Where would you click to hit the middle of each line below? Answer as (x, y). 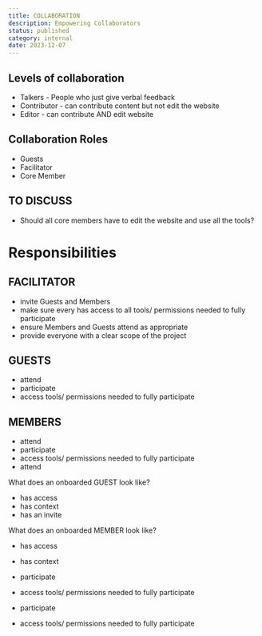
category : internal (41, 38)
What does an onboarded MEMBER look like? (83, 530)
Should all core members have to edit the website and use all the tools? (137, 220)
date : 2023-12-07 (37, 46)
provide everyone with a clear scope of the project (103, 335)
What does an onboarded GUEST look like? (79, 482)
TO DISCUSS (40, 201)
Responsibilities (63, 252)
